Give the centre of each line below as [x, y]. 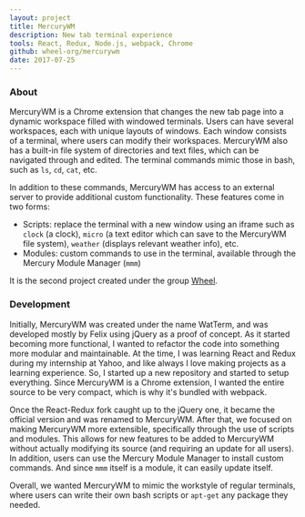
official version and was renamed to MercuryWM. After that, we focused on [151, 419]
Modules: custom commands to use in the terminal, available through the [159, 253]
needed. [25, 504]
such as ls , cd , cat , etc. [53, 170]
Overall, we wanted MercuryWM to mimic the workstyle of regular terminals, [152, 485]
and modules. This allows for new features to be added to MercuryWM [142, 439]
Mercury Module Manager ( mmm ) [81, 263]
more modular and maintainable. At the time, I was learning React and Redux [152, 353]
